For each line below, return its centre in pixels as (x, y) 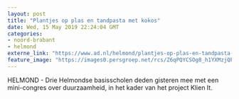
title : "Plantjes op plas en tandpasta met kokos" (84, 21)
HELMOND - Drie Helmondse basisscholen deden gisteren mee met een (113, 80)
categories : (25, 34)
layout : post (27, 14)
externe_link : (28, 54)
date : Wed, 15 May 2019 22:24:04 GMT (63, 27)
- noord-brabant (31, 40)
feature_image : (30, 60)
